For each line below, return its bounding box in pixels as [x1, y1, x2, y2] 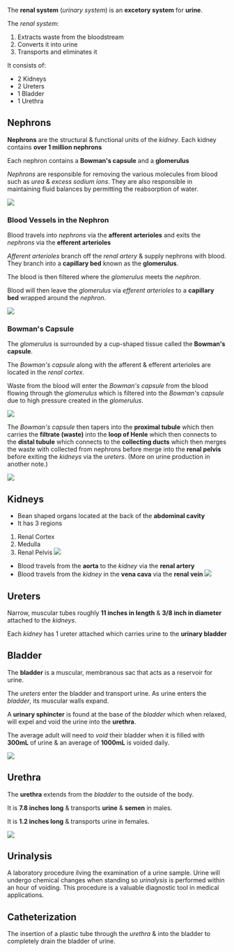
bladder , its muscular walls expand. [7, 696, 109, 705]
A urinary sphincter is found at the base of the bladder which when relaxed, [7, 710, 227, 718]
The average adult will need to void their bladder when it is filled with [7, 731, 205, 739]
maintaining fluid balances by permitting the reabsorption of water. [7, 185, 198, 193]
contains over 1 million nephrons [7, 143, 102, 151]
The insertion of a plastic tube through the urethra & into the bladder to [7, 930, 211, 938]
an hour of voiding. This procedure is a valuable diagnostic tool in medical [7, 884, 219, 892]
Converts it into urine [17, 40, 78, 48]
